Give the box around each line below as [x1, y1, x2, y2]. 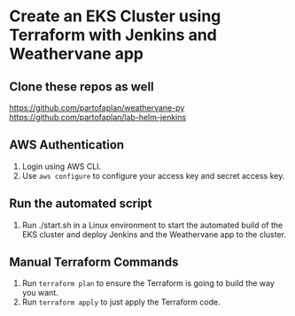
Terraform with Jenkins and [9, 25, 217, 45]
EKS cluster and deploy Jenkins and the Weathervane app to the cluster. [21, 228, 286, 240]
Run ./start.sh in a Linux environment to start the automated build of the [21, 220, 283, 230]
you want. [21, 288, 59, 298]
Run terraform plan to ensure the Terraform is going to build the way [21, 278, 275, 289]
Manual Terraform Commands [9, 255, 179, 270]
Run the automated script [9, 197, 152, 212]
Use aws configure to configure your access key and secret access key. [21, 170, 285, 181]
